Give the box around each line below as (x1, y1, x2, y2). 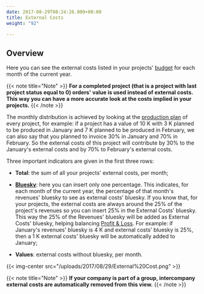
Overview (6, 48, 44, 58)
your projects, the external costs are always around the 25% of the (15, 200, 183, 208)
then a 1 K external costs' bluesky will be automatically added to (15, 233, 175, 240)
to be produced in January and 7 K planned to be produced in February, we (6, 126, 195, 134)
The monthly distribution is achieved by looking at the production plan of (6, 114, 188, 121)
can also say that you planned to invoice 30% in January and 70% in (6, 133, 178, 140)
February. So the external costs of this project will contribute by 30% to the (6, 139, 194, 146)
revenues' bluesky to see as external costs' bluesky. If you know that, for (15, 194, 198, 201)
